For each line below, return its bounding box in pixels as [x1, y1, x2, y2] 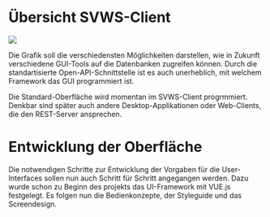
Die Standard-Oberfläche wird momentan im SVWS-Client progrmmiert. [8, 92, 248, 102]
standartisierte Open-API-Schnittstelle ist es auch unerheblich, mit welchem [8, 67, 262, 77]
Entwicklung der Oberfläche [8, 138, 203, 156]
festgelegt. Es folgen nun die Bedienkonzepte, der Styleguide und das [8, 190, 242, 200]
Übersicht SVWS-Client [8, 8, 172, 27]
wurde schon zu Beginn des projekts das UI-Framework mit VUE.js [8, 181, 231, 191]
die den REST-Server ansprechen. [8, 109, 122, 119]
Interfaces [8, 173, 43, 183]
